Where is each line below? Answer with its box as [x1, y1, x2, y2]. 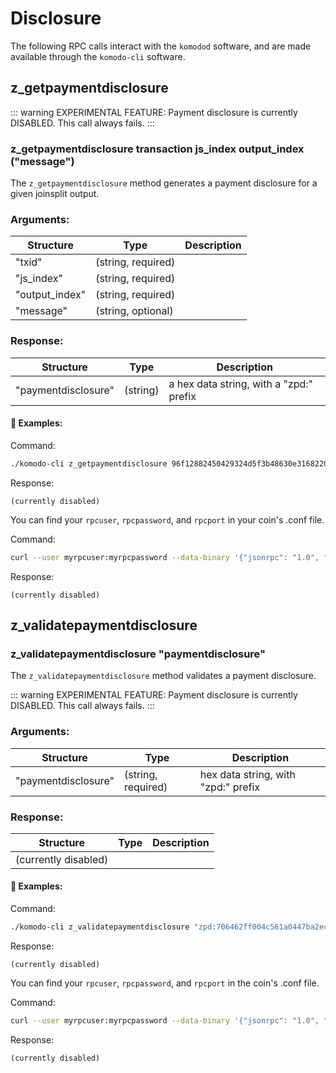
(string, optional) [95, 304, 174, 318]
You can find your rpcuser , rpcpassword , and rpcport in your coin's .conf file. [10, 513, 325, 526]
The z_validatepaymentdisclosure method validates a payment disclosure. [10, 670, 317, 682]
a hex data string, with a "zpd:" [168, 377, 314, 391]
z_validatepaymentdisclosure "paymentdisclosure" [10, 647, 267, 661]
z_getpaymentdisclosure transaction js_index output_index [10, 142, 305, 156]
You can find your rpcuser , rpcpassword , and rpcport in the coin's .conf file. [10, 977, 320, 989]
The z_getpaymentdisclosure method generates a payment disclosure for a [10, 177, 318, 189]
